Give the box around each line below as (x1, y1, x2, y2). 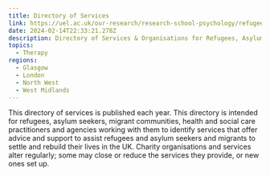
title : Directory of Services (8, 11, 110, 20)
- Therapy (15, 49, 48, 57)
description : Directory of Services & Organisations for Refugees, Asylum (8, 34, 264, 42)
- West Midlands (15, 86, 70, 94)
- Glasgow (15, 64, 48, 72)
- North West (15, 78, 59, 86)
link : (8, 19, 27, 27)
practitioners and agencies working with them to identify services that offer (8, 125, 258, 134)
